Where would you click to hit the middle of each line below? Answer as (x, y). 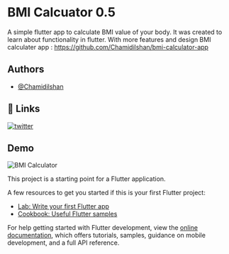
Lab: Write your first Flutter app (63, 206)
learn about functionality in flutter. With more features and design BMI (109, 39)
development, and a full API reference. (63, 243)
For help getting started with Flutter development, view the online (103, 228)
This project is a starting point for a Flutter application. (86, 179)
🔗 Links (24, 109)
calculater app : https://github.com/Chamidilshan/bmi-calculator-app (108, 47)
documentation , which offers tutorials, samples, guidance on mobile (106, 236)
